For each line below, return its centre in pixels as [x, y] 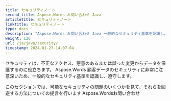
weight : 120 [18, 39]
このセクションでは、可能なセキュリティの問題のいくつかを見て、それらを [83, 87]
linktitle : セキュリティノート [35, 24]
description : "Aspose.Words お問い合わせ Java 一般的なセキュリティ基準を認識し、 [87, 34]
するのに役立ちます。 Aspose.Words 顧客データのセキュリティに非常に [84, 69]
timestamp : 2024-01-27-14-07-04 [40, 48]
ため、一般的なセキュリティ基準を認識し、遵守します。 [76, 76]
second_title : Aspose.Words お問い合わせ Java [53, 15]
